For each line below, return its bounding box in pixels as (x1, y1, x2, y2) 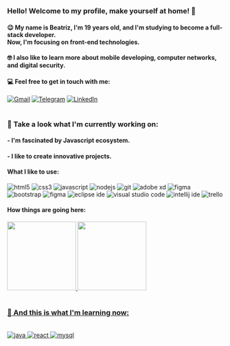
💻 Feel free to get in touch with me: (7, 77, 111, 85)
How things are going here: (7, 206, 87, 214)
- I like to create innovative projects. (7, 152, 112, 160)
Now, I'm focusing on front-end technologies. (7, 38, 140, 46)
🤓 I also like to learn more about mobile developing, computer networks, (7, 54, 217, 62)
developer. (24, 30, 56, 38)
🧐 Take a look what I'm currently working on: (7, 119, 159, 129)
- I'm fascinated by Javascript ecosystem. (7, 137, 130, 145)
